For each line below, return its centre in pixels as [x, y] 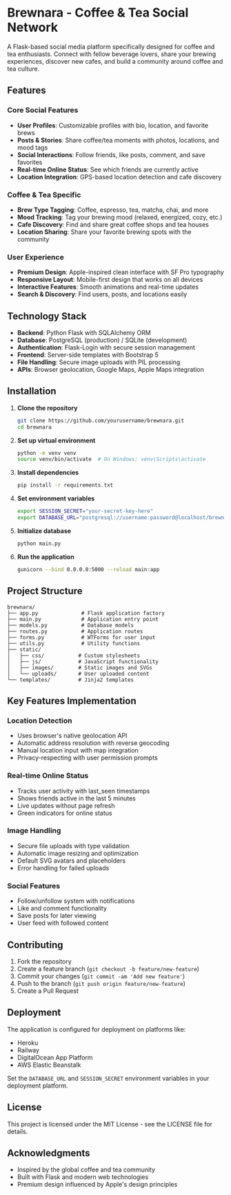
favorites [30, 162]
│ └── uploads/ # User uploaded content [78, 674]
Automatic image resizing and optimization [78, 853]
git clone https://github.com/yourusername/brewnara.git [101, 420]
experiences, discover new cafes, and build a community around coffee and [115, 61]
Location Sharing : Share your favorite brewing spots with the [104, 232]
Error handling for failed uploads [63, 868]
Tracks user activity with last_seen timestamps [83, 791]
